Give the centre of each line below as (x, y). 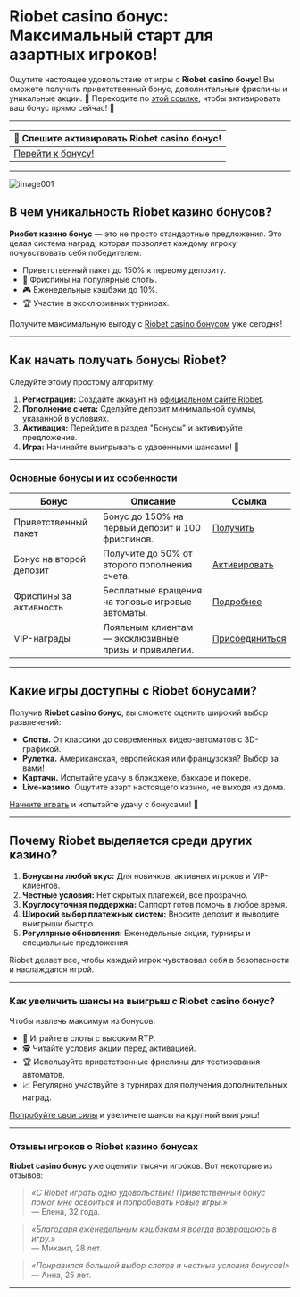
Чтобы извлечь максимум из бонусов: (83, 1020)
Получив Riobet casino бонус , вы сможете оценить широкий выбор (139, 712)
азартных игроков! (83, 55)
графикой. (42, 748)
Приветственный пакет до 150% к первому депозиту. (124, 269)
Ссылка (250, 501)
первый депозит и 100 (151, 527)
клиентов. (41, 886)
